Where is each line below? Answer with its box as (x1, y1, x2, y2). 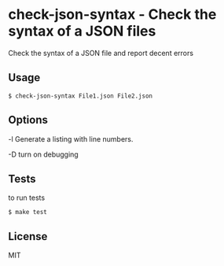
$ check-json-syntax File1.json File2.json (8, 92, 153, 100)
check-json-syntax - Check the (8, 6, 217, 24)
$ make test (8, 209, 47, 216)
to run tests (8, 193, 46, 202)
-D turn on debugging (8, 150, 79, 159)
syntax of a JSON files (8, 22, 156, 40)
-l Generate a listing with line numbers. (8, 134, 134, 143)
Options (8, 113, 49, 127)
